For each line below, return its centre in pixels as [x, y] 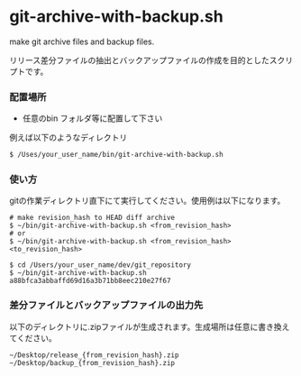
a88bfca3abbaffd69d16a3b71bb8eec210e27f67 [90, 281]
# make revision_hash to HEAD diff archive [92, 218]
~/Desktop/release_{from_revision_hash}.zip [94, 355]
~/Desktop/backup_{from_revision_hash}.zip [92, 362]
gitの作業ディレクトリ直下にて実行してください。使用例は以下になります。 [147, 201]
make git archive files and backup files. [82, 41]
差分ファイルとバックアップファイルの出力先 [106, 306]
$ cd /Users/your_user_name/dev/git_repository [100, 265]
